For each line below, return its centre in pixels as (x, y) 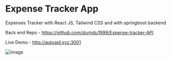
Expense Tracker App (52, 9)
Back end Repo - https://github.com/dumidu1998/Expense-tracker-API (80, 32)
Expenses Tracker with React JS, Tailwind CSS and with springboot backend (86, 23)
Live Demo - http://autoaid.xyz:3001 (43, 42)
